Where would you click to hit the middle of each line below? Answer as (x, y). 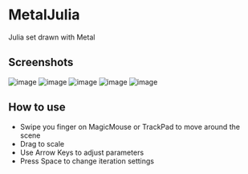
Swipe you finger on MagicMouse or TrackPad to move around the (130, 126)
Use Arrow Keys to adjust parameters (82, 152)
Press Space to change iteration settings (87, 161)
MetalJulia (44, 15)
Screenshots (41, 62)
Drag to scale (42, 143)
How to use (37, 108)
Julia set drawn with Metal (52, 37)
